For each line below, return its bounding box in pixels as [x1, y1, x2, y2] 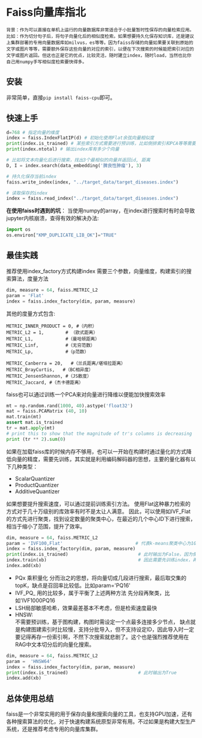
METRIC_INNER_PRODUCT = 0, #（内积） [6, 323, 97, 329]
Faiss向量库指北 [6, 5, 86, 19]
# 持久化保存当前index [6, 173, 57, 179]
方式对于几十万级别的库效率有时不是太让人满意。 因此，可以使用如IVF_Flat [6, 508, 191, 515]
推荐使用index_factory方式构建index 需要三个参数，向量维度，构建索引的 [6, 267, 186, 274]
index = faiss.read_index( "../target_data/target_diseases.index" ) [6, 195, 179, 201]
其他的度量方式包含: [6, 310, 56, 317]
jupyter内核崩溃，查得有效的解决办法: [6, 215, 99, 222]
